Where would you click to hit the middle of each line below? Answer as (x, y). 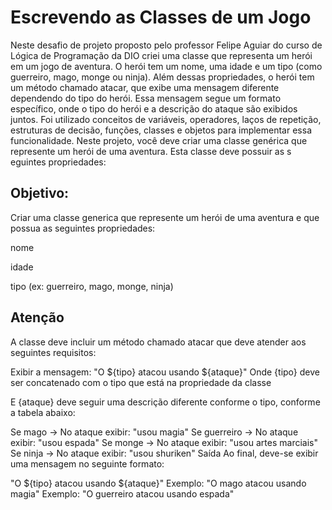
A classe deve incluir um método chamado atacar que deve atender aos (158, 342)
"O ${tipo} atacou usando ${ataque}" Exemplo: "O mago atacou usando (158, 483)
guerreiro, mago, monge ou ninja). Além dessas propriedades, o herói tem (162, 77)
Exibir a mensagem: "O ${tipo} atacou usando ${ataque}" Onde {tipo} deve (165, 372)
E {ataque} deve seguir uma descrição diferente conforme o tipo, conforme (165, 402)
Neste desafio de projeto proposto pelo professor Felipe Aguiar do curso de (166, 45)
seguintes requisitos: (53, 352)
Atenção (37, 317)
